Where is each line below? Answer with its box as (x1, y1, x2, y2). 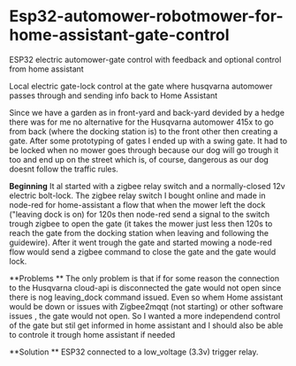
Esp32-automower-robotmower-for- (9, 6, 284, 27)
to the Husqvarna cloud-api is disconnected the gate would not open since (9, 282, 282, 293)
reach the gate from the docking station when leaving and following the (9, 227, 269, 238)
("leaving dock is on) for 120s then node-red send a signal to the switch (9, 209, 270, 219)
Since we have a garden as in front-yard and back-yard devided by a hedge (9, 107, 285, 118)
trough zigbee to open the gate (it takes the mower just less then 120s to (9, 218, 273, 229)
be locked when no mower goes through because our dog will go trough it (9, 144, 279, 156)
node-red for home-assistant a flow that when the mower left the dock (9, 199, 266, 210)
